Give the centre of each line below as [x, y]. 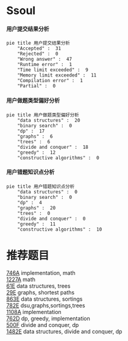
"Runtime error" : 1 [44, 65]
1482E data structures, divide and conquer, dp [64, 331]
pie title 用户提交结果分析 [38, 43]
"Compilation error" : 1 [50, 81]
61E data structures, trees [38, 286]
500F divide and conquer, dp [43, 324]
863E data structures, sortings [44, 299]
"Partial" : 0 [37, 86]
